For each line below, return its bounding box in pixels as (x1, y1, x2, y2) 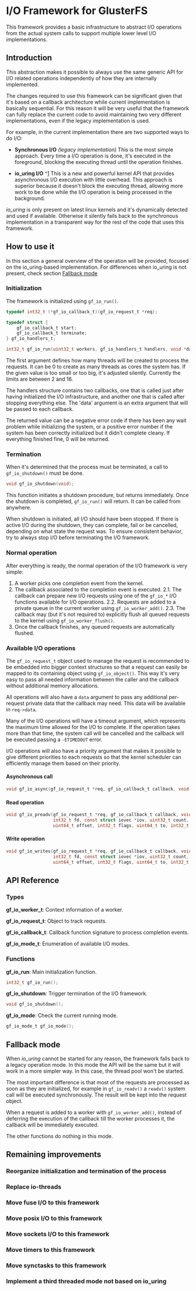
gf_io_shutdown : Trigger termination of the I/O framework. (6, 990, 148, 997)
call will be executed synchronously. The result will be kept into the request (6, 1091, 187, 1098)
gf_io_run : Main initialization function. (6, 968, 97, 975)
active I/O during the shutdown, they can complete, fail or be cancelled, (6, 522, 178, 529)
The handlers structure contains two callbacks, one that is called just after (6, 387, 184, 394)
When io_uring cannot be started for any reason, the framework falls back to (6, 1055, 190, 1062)
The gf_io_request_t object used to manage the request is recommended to (6, 657, 190, 664)
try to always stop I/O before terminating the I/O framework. (6, 534, 150, 541)
